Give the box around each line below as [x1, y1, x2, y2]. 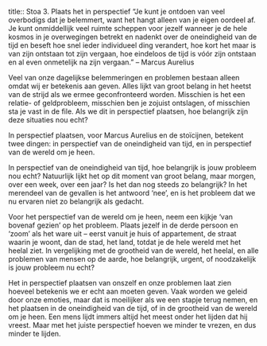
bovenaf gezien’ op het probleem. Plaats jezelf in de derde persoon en [8, 220, 238, 230]
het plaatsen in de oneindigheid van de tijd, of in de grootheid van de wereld [8, 304, 258, 313]
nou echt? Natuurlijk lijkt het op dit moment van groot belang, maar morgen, [8, 171, 256, 181]
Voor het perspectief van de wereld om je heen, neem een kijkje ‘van [8, 212, 233, 221]
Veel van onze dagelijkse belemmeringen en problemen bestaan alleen [8, 73, 240, 82]
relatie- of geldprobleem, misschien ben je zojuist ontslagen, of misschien [8, 99, 250, 107]
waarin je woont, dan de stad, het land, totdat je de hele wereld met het [8, 238, 242, 247]
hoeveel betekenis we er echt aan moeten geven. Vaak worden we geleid [8, 286, 248, 296]
